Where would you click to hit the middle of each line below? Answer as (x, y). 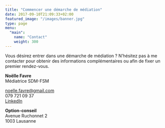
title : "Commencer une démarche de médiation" (54, 10)
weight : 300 (26, 42)
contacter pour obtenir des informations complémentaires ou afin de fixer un (83, 61)
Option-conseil (21, 110)
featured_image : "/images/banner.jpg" (45, 19)
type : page (16, 23)
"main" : (17, 32)
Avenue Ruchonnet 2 (26, 116)
